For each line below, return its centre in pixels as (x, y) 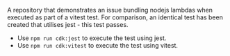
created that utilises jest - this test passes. (68, 25)
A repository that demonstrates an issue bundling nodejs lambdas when (110, 10)
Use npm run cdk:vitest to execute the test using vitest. (98, 45)
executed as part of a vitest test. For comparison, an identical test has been (115, 17)
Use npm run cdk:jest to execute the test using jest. (92, 38)
